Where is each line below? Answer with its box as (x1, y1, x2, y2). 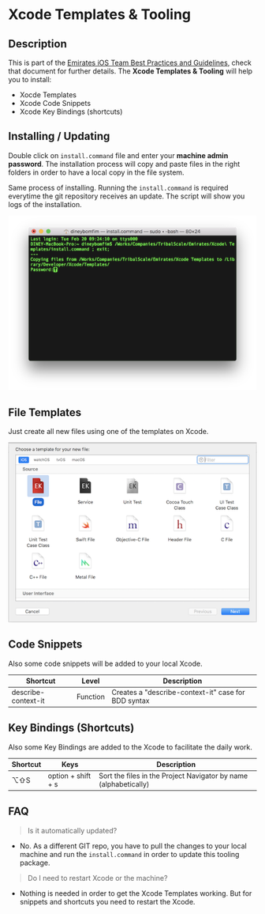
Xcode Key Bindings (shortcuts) (19, 107, 123, 116)
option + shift (47, 771, 91, 780)
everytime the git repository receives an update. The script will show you (8, 191, 245, 201)
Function (76, 692, 105, 701)
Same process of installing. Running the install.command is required (8, 183, 229, 192)
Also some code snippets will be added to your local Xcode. (8, 659, 203, 668)
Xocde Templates (19, 90, 77, 100)
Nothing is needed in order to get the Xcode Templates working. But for (19, 888, 252, 898)
